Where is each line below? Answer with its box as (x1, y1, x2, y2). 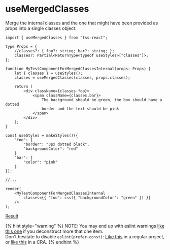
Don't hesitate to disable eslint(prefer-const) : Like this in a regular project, (5, 233, 165, 239)
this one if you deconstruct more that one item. (5, 228, 104, 234)
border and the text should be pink (41, 106, 119, 111)
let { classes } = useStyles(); (14, 71, 83, 76)
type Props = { (5, 44, 38, 49)
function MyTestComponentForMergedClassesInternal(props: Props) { (5, 66, 151, 71)
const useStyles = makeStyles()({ (5, 133, 79, 138)
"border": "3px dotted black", (23, 142, 90, 147)
